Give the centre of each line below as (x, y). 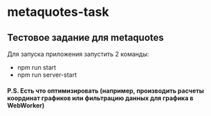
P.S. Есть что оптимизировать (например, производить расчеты (105, 90)
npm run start (37, 67)
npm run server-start (47, 75)
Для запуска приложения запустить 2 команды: (78, 54)
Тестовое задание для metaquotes (85, 38)
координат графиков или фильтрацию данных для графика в (100, 98)
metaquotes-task (58, 12)
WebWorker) (26, 105)
